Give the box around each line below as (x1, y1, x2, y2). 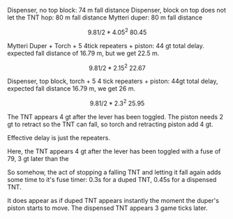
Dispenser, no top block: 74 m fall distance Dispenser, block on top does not (7, 6, 227, 14)
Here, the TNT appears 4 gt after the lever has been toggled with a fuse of (7, 146, 221, 156)
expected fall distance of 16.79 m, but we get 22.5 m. (7, 49, 160, 57)
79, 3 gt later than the (7, 154, 69, 163)
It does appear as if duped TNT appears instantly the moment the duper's (7, 196, 220, 204)
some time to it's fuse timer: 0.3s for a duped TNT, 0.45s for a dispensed (7, 175, 217, 183)
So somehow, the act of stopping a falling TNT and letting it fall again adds (7, 167, 222, 176)
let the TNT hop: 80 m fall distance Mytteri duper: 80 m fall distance (7, 13, 203, 22)
